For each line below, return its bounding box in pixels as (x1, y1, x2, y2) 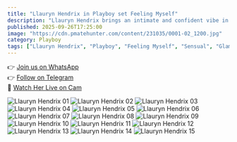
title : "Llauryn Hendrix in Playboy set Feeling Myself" (7, 10, 178, 18)
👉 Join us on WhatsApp (7, 63, 79, 71)
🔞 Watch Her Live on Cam (7, 84, 83, 91)
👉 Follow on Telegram (7, 73, 74, 82)
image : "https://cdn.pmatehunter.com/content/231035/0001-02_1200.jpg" (7, 30, 222, 37)
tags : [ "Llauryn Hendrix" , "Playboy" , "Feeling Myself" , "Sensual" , (7, 43, 213, 50)
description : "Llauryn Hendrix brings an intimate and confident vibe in (7, 17, 229, 24)
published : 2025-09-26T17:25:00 (7, 23, 102, 30)
